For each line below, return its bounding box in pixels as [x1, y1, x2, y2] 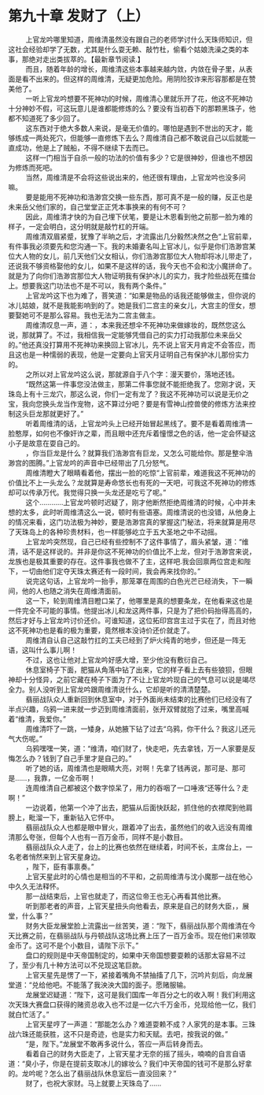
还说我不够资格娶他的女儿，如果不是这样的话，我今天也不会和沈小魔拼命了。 [8, 261, 256, 270]
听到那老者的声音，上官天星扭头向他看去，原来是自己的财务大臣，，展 [25, 901, 250, 911]
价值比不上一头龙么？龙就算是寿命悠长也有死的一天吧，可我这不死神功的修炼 [8, 477, 256, 487]
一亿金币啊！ [54, 773, 97, 782]
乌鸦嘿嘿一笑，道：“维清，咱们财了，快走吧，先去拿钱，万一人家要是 [25, 744, 249, 753]
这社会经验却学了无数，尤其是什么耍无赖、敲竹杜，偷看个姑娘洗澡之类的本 [8, 44, 249, 54]
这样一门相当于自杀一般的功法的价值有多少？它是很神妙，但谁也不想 [25, 153, 246, 162]
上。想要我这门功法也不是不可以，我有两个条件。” [8, 280, 167, 290]
